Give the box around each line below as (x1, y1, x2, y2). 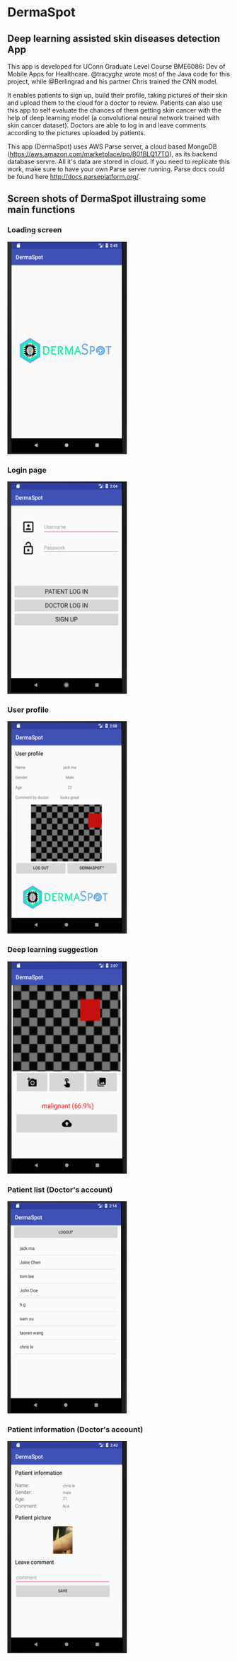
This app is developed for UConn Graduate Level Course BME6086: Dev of (7, 62, 226, 71)
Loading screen (7, 225, 62, 235)
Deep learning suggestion (7, 945, 98, 955)
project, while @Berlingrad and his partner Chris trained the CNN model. (7, 77, 218, 86)
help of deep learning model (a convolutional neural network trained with (7, 114, 220, 122)
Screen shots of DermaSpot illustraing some (7, 192, 207, 205)
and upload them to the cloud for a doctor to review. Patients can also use (7, 98, 223, 107)
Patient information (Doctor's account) (7, 1424, 144, 1434)
